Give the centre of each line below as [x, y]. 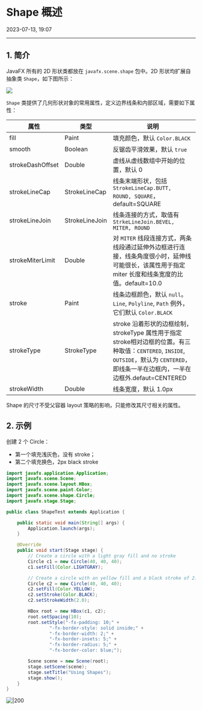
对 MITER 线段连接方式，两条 [152, 238]
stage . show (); [45, 678]
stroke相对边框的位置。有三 [152, 341]
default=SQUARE [137, 204]
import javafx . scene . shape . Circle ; [51, 496]
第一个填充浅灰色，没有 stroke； [55, 454]
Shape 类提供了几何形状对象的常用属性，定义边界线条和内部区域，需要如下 [98, 102]
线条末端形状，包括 [140, 181]
